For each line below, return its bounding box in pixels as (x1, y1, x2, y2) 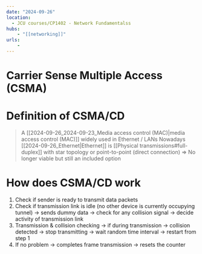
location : (6, 15, 31, 21)
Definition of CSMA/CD (6, 109, 125, 123)
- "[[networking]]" (17, 31, 67, 37)
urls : (6, 37, 20, 43)
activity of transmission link (15, 215, 83, 223)
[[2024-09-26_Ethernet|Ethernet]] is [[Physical (21, 142, 138, 149)
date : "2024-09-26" (6, 8, 56, 15)
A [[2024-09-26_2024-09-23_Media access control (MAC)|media (21, 129, 186, 136)
